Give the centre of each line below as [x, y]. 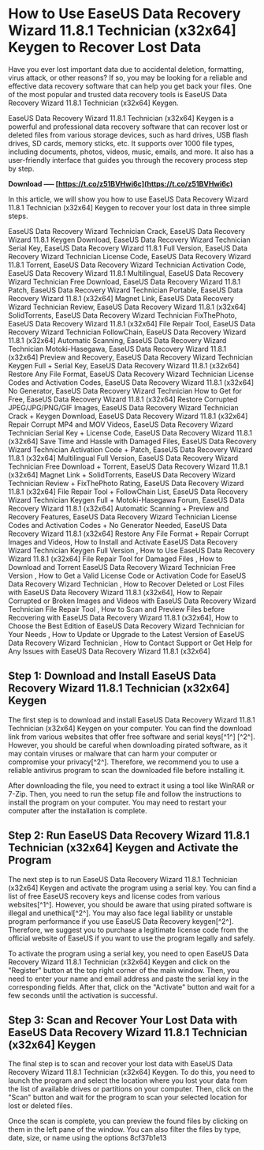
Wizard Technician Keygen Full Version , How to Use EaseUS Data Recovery [132, 550]
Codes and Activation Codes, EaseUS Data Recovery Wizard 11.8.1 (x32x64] [131, 382]
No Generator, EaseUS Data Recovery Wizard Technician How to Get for [125, 390]
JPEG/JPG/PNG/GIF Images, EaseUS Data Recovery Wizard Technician [123, 407]
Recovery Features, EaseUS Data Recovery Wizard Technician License [123, 517]
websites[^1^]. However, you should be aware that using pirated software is [130, 904]
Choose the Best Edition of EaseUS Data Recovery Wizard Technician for [126, 626]
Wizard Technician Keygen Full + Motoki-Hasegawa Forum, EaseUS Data [126, 500]
